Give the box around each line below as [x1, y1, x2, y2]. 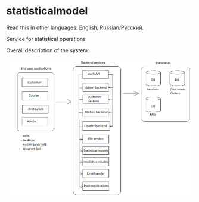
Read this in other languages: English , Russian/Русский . [6, 24, 144, 31]
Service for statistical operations [6, 35, 86, 42]
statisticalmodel [6, 4, 88, 18]
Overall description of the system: [6, 46, 89, 54]
